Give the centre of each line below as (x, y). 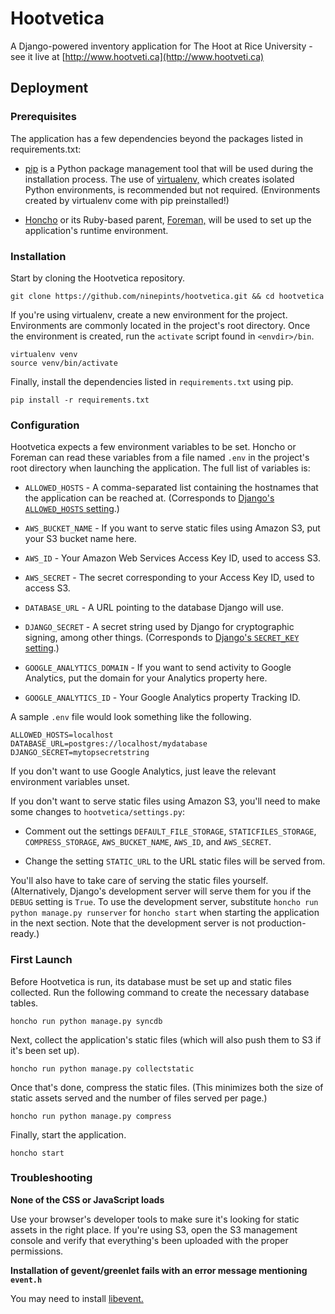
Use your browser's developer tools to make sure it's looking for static (155, 1219)
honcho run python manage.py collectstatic (102, 1068)
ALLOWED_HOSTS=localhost (62, 735)
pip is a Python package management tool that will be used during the (169, 168)
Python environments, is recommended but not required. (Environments (172, 189)
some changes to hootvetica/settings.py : (97, 812)
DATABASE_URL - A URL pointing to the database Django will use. (154, 608)
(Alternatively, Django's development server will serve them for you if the (161, 891)
